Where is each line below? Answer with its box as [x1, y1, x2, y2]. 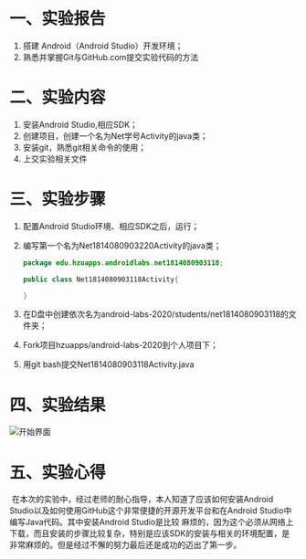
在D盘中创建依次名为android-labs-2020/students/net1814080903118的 [22, 309, 290, 320]
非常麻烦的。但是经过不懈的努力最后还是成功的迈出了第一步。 [9, 540, 242, 551]
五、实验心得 [9, 462, 107, 482]
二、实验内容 [9, 88, 107, 108]
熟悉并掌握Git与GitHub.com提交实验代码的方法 [22, 51, 199, 62]
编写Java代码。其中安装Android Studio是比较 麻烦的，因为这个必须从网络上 [9, 517, 294, 528]
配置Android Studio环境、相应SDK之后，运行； [22, 220, 200, 231]
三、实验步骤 [9, 189, 107, 210]
